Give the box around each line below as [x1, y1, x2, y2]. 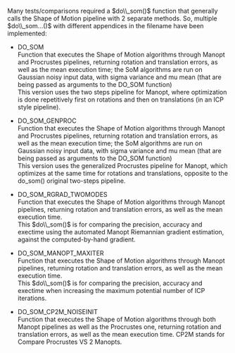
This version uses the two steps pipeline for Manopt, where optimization [17, 88, 227, 96]
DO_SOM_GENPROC [17, 116, 77, 125]
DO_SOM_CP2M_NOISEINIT [17, 308, 99, 316]
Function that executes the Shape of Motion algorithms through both [17, 315, 217, 323]
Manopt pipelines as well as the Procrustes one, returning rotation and [17, 323, 222, 331]
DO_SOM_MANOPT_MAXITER [17, 249, 104, 257]
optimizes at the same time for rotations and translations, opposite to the [17, 169, 229, 177]
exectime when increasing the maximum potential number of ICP [17, 287, 205, 294]
